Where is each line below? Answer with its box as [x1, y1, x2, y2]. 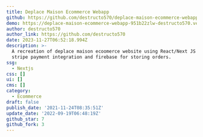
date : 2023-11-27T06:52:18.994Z [6, 37, 88, 43]
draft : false [6, 99, 39, 105]
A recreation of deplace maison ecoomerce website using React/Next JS [11, 48, 196, 55]
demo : [6, 20, 20, 26]
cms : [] [6, 82, 26, 89]
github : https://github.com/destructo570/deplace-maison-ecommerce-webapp [6, 15, 199, 21]
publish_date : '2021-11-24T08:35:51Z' [6, 104, 104, 111]
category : [6, 88, 31, 94]
